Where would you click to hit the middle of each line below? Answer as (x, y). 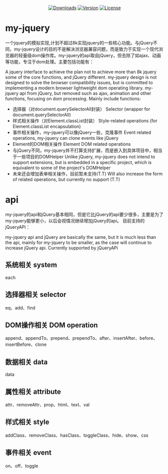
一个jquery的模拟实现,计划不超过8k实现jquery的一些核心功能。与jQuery (79, 42)
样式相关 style (27, 422)
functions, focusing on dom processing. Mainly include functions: (73, 98)
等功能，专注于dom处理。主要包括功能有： (50, 62)
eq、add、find (20, 307)
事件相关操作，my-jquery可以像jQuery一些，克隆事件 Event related (82, 132)
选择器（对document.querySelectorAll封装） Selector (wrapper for (81, 109)
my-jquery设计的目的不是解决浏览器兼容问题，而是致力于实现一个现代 (86, 49)
